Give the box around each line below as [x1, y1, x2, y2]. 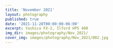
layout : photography [5, 12, 48, 17]
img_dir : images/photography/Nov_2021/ [5, 30, 88, 35]
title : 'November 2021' [5, 7, 55, 12]
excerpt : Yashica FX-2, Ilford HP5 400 [5, 26, 88, 31]
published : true [5, 16, 39, 21]
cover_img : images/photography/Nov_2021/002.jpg [5, 35, 108, 40]
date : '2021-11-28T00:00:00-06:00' [5, 21, 79, 26]
